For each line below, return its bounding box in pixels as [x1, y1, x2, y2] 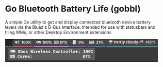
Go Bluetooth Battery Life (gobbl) [5, 3, 141, 14]
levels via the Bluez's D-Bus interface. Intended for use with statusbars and [5, 24, 156, 30]
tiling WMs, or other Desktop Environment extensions [5, 29, 112, 35]
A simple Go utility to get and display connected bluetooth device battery [5, 19, 151, 25]
